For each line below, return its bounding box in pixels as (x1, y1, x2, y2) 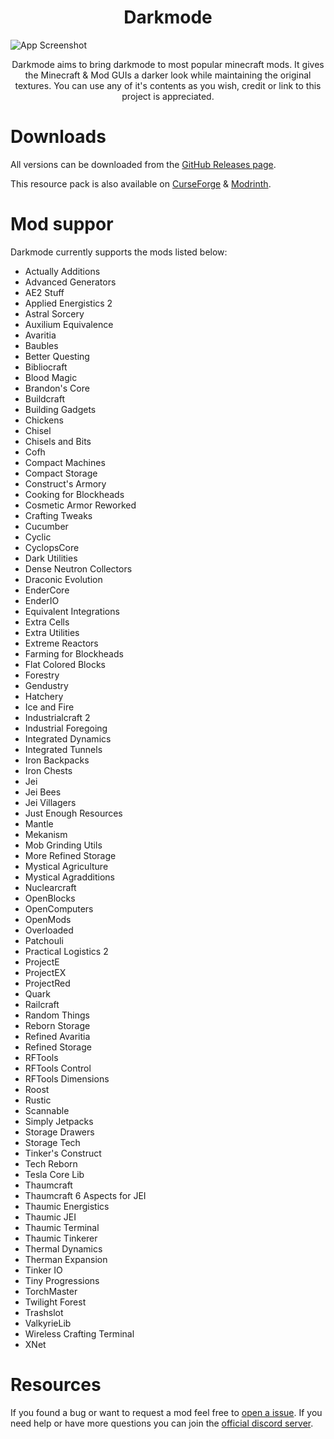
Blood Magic (24, 371, 78, 383)
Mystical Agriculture (24, 860, 109, 872)
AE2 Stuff (24, 286, 65, 298)
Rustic (24, 1094, 52, 1106)
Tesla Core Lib (24, 1168, 85, 1180)
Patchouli (24, 934, 64, 946)
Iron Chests (24, 764, 73, 776)
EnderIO (24, 594, 60, 606)
